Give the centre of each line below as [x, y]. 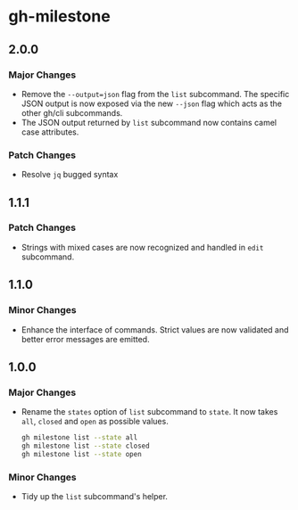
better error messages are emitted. [85, 339]
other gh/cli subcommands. [72, 112]
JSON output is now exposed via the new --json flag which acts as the [152, 103]
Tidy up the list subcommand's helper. [95, 497]
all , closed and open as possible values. [95, 422]
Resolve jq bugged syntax [70, 175]
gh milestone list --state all [79, 438]
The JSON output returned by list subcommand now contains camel [149, 122]
